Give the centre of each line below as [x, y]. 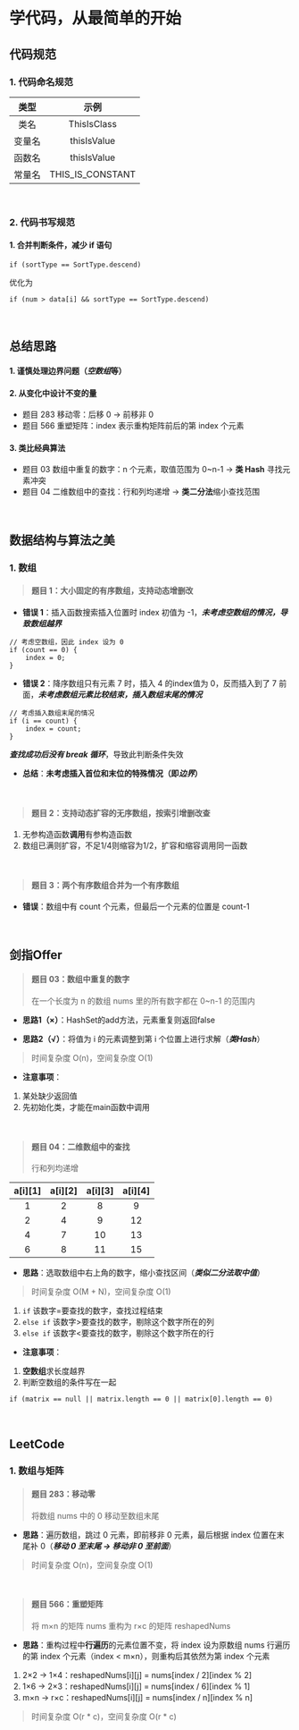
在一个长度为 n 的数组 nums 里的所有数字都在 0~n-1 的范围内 [143, 1001]
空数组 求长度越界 [54, 1371]
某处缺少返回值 [50, 1096]
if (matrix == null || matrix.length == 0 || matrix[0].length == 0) [141, 1399]
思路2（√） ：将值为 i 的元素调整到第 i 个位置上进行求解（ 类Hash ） [143, 1039]
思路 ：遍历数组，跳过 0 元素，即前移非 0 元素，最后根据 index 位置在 [149, 1534]
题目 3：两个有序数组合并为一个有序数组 [105, 885]
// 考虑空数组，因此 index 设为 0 [66, 642]
